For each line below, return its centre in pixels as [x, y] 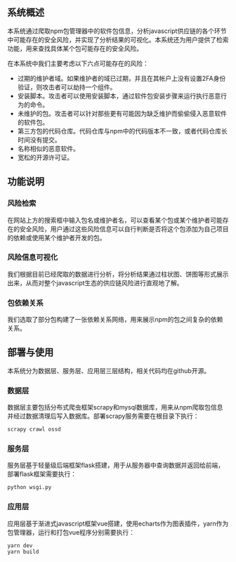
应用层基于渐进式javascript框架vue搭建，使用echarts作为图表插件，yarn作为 [118, 523]
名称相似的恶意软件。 [48, 148]
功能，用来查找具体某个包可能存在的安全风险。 [75, 48]
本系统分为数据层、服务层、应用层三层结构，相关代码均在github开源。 [109, 370]
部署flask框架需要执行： [42, 474]
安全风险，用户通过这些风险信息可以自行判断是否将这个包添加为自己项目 [124, 229]
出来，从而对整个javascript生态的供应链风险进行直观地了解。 [96, 282]
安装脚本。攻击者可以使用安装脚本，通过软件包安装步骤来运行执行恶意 [119, 96]
